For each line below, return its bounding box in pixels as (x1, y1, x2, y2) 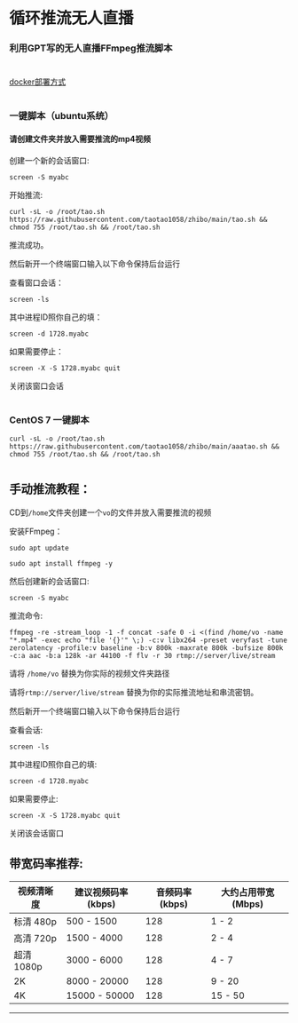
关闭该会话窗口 (9, 828, 64, 838)
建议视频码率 (74, 885, 129, 898)
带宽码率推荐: (9, 856, 84, 871)
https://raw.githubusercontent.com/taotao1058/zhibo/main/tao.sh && (9, 215, 268, 224)
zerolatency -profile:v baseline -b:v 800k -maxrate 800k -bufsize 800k (9, 643, 284, 653)
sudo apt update (9, 543, 69, 552)
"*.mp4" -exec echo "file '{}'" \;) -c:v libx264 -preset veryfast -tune (9, 636, 288, 645)
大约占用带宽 (220, 885, 275, 898)
